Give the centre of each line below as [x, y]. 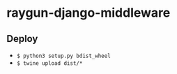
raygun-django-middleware [88, 13]
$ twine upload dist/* [49, 64]
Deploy [22, 39]
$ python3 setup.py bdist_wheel [63, 56]
